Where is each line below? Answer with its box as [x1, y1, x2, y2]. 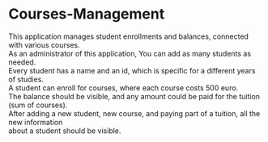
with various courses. [8, 40, 81, 49]
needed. [8, 57, 36, 67]
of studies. [8, 74, 45, 84]
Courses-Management [8, 5, 165, 23]
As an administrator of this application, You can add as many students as [8, 48, 252, 58]
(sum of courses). [8, 100, 68, 110]
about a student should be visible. [8, 126, 121, 136]
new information [8, 117, 63, 127]
